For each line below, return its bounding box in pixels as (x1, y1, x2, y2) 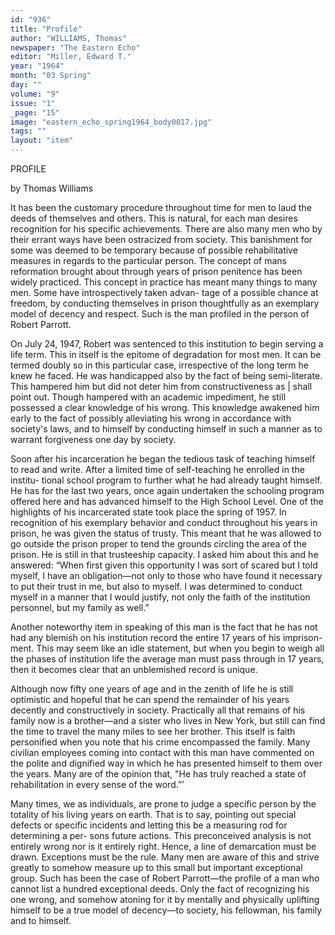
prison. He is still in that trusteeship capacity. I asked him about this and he (10, 549, 319, 560)
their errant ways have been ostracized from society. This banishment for (10, 234, 313, 245)
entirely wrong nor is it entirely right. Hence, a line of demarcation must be (10, 841, 317, 852)
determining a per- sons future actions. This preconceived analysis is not (10, 830, 312, 841)
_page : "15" (10, 107, 60, 118)
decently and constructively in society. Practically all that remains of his (10, 704, 306, 716)
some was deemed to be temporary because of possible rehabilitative (10, 244, 298, 256)
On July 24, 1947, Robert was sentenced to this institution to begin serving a (10, 338, 324, 350)
